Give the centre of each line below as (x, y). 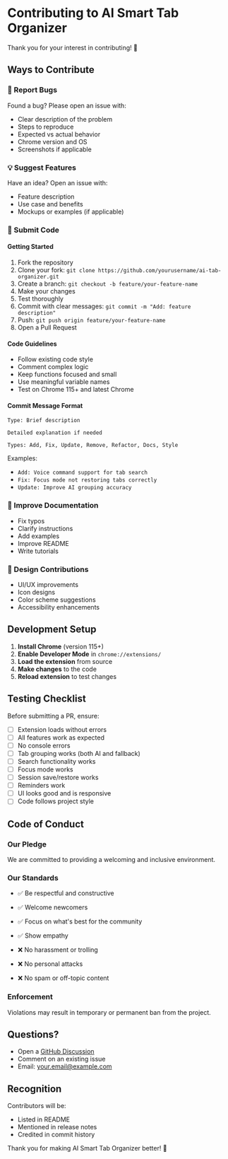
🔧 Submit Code (34, 230)
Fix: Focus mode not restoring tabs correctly (87, 480)
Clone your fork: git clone (56, 270)
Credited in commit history (56, 1135)
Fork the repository (46, 262)
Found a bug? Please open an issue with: (67, 105)
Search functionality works (57, 761)
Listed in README (44, 1119)
